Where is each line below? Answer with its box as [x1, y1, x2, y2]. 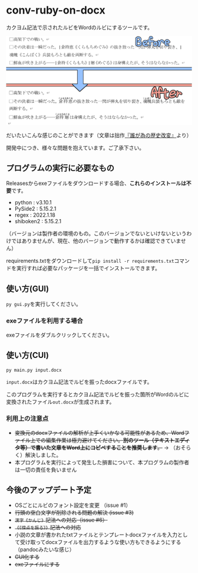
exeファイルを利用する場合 [6, 317, 84, 325]
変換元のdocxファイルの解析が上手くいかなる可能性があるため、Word [14, 429, 184, 436]
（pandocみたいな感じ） [14, 546, 75, 553]
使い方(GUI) [6, 284, 49, 294]
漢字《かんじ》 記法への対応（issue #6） [14, 516, 108, 523]
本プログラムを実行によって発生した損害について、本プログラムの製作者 [14, 458, 190, 465]
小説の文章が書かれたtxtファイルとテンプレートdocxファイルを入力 [14, 531, 178, 538]
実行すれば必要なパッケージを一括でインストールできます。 [16, 265, 161, 272]
